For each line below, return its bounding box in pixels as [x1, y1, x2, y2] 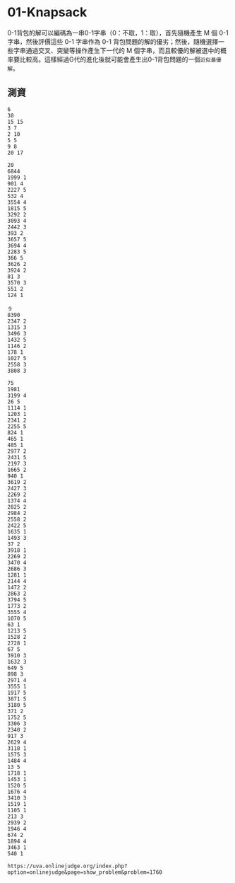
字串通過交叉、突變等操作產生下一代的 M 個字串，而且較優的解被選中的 [13, 46, 221, 54]
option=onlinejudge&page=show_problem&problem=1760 [7, 868, 162, 876]
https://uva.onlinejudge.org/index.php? [7, 862, 128, 870]
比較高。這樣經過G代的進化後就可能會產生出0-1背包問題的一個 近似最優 [19, 54, 222, 64]
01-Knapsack [7, 4, 88, 21]
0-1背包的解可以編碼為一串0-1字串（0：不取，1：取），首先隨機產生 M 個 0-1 [7, 28, 229, 37]
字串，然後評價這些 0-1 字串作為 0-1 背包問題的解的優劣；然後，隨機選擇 [7, 37, 219, 46]
